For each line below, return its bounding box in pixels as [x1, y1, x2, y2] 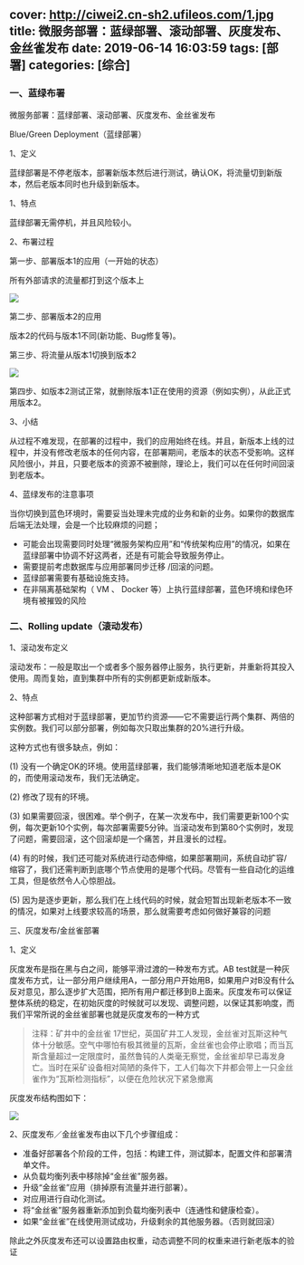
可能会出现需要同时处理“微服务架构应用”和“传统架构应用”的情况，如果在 [22, 538, 291, 549]
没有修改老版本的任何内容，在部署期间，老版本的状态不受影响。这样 [40, 446, 295, 457]
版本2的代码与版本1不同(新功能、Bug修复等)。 [9, 330, 181, 340]
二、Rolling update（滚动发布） [9, 619, 149, 632]
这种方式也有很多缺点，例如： [9, 742, 120, 752]
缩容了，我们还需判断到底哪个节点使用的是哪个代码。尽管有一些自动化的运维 [9, 864, 295, 875]
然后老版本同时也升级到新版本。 [24, 178, 145, 189]
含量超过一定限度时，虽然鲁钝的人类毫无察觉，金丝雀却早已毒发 [39, 1050, 278, 1061]
